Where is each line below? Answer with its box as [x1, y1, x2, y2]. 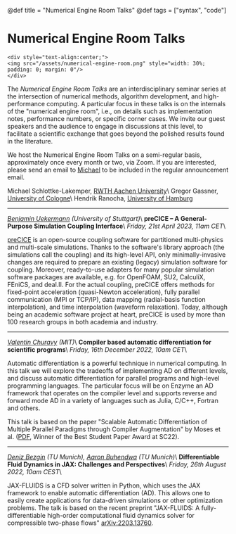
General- [180, 214, 207, 222]
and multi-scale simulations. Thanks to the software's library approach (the [7, 243, 225, 251]
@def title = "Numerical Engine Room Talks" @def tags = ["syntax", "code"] [7, 6, 227, 14]
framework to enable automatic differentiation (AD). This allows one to [7, 488, 211, 497]
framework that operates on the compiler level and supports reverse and [7, 388, 218, 397]
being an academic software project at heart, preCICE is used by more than [7, 310, 226, 319]
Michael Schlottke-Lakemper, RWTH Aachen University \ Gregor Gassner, [7, 186, 219, 195]
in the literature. [7, 136, 53, 145]
